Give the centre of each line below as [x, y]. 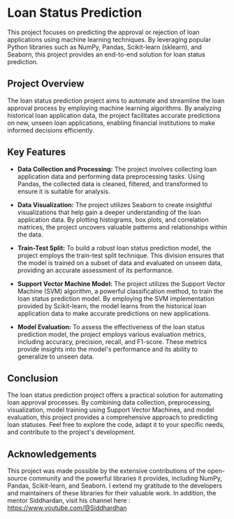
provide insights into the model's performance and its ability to [107, 349]
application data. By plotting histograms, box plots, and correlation [113, 219]
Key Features [37, 152]
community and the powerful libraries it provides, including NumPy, [125, 479]
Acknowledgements [52, 454]
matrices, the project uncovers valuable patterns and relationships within [122, 227]
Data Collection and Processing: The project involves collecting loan [117, 169]
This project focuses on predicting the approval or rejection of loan [104, 32]
